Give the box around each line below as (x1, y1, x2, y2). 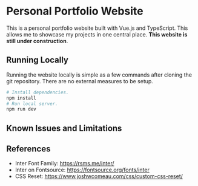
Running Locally (6, 55, 68, 65)
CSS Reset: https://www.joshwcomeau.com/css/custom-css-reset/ (15, 173, 183, 180)
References (6, 144, 51, 154)
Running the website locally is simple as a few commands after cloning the (6, 71, 193, 78)
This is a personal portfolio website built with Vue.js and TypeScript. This (6, 24, 188, 32)
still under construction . (6, 37, 68, 44)
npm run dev (6, 106, 36, 112)
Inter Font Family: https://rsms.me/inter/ (15, 160, 114, 167)
